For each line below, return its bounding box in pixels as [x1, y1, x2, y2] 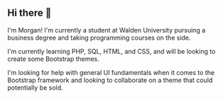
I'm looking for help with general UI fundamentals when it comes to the [7, 68, 215, 76]
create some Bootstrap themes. [7, 54, 99, 63]
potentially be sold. [7, 83, 63, 92]
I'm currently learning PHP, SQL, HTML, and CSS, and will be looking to [7, 47, 216, 55]
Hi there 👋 [7, 7, 52, 19]
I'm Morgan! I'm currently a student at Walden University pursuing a [7, 25, 206, 34]
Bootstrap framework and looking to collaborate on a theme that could [7, 76, 213, 84]
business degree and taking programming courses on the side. [7, 33, 191, 42]
